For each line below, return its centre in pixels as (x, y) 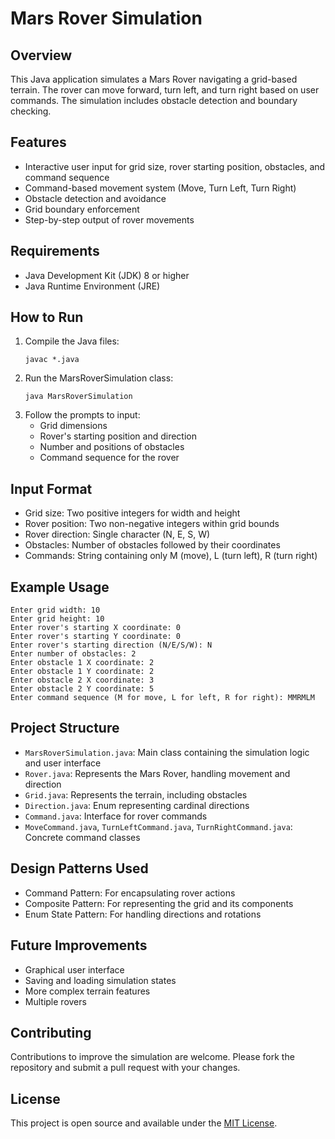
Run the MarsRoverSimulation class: (99, 378)
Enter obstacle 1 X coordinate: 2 (82, 663)
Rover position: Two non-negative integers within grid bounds (152, 524)
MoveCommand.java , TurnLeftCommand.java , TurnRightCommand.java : (158, 826)
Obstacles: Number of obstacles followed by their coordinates (152, 545)
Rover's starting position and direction (118, 436)
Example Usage (60, 587)
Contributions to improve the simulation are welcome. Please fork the (152, 1057)
